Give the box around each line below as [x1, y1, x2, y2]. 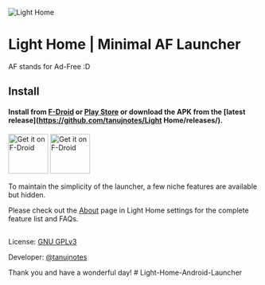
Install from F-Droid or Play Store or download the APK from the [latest [8, 107, 246, 116]
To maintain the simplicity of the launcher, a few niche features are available [8, 182, 257, 191]
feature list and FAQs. [8, 213, 79, 223]
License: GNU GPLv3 [8, 236, 77, 246]
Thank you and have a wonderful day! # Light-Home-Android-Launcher [8, 267, 243, 277]
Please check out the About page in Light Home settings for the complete [8, 205, 249, 215]
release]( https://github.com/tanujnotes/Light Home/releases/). [8, 115, 223, 125]
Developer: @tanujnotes [8, 252, 88, 262]
